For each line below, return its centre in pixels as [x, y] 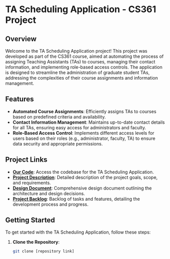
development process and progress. [50, 204]
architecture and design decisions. [49, 193]
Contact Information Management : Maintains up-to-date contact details [89, 122]
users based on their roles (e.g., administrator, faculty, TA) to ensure [84, 138]
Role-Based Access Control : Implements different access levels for [83, 133]
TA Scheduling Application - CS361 [81, 9]
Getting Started [30, 220]
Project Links [26, 160]
